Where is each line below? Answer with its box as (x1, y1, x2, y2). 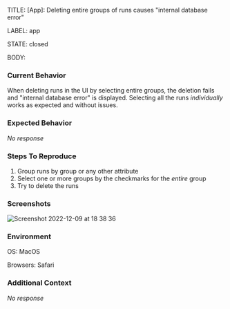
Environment (7, 232, 52, 241)
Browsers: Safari (7, 261, 55, 269)
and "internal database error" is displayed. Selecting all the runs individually (7, 93, 223, 102)
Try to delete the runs (17, 181, 79, 189)
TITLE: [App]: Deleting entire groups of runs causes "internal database (7, 6, 209, 14)
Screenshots (7, 198, 51, 208)
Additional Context (7, 278, 72, 288)
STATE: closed (7, 40, 48, 48)
